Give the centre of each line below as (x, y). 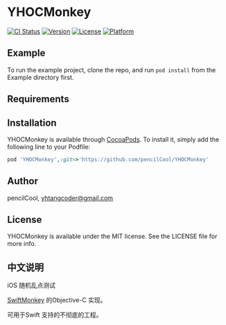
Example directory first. (41, 77)
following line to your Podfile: (49, 147)
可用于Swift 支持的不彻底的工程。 (55, 315)
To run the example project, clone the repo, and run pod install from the (112, 69)
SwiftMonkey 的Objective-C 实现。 (57, 300)
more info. (22, 244)
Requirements (38, 99)
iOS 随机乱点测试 (32, 285)
